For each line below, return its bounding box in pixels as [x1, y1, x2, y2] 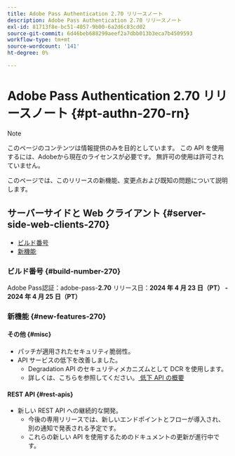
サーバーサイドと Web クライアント [7, 208, 161, 220]
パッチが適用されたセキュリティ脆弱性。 [17, 347, 135, 356]
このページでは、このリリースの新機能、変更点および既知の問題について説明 [7, 176, 228, 185]
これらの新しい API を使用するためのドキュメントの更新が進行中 [27, 433, 214, 441]
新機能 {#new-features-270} [7, 311, 107, 321]
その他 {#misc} [7, 330, 52, 339]
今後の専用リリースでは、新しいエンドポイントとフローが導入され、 [27, 415, 225, 424]
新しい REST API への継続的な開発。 [17, 406, 123, 415]
